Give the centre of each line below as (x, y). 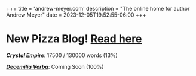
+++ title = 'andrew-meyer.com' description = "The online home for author (98, 9)
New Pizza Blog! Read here (74, 39)
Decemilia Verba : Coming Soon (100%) (55, 66)
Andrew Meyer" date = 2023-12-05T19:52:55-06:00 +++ (76, 15)
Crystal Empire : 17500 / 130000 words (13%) (62, 55)
